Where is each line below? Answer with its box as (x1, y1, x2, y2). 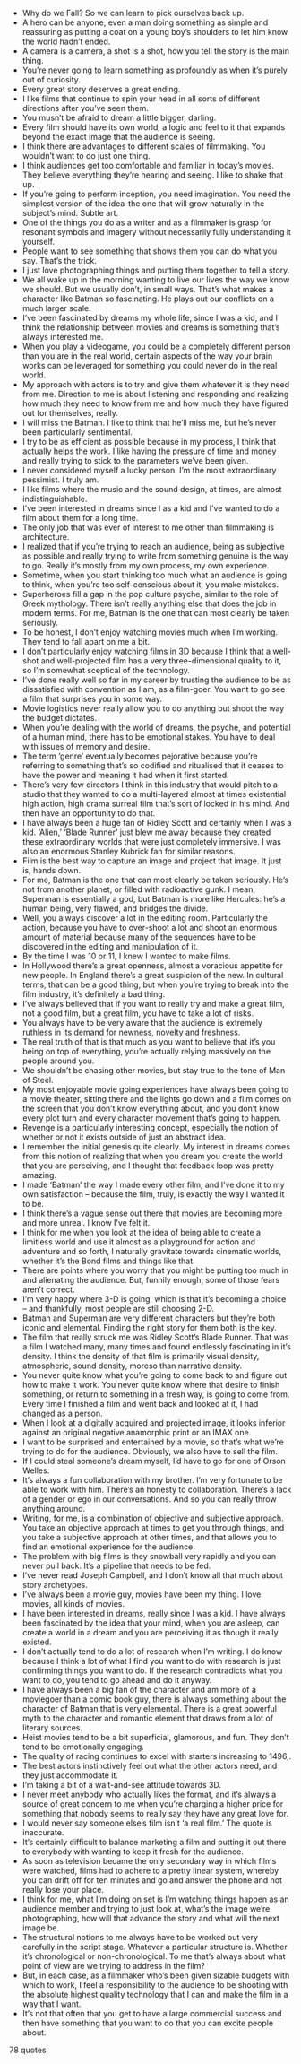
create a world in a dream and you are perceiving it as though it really (21, 1627, 279, 1637)
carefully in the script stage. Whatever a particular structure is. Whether (21, 1941, 288, 1952)
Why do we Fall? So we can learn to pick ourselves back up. (21, 8, 245, 18)
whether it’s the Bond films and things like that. (21, 1255, 195, 1266)
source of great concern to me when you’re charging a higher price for (21, 1799, 284, 1809)
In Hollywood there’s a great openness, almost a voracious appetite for (21, 960, 284, 971)
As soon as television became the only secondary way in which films (21, 1856, 277, 1866)
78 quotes (9, 2044, 47, 2055)
